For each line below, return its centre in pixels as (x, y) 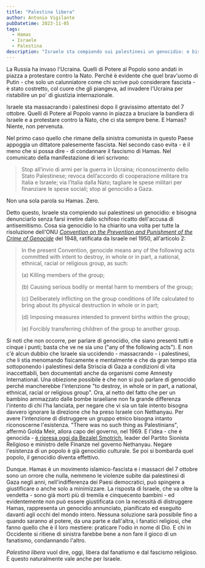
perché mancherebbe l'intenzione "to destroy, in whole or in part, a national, (102, 386)
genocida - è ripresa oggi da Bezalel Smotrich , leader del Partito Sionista (98, 437)
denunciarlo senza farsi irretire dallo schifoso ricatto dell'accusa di (90, 219)
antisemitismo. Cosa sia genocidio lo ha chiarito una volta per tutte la (93, 225)
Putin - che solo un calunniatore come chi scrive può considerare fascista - (101, 82)
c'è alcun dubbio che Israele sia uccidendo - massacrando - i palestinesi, (98, 353)
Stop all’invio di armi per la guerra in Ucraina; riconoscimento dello (105, 169)
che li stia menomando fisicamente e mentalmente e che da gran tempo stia (102, 360)
